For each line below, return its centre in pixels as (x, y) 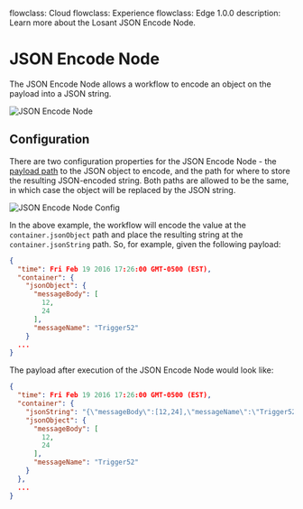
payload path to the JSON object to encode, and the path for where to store (150, 171)
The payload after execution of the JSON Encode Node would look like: (142, 370)
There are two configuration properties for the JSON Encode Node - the (143, 161)
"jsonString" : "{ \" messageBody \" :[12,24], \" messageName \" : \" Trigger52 (161, 412)
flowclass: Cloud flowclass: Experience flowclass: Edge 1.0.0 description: (145, 13)
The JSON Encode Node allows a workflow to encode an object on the (141, 84)
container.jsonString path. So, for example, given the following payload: (145, 244)
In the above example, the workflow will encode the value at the (128, 225)
